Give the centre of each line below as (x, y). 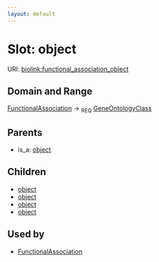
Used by (26, 235)
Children (27, 172)
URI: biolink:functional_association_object (68, 69)
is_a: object (34, 150)
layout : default (31, 14)
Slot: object (42, 49)
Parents (25, 132)
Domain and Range (50, 91)
